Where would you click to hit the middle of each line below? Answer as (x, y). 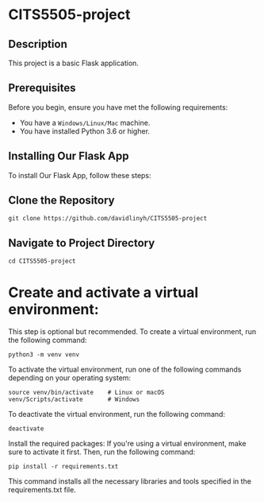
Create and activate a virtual (103, 293)
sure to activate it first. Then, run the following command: (102, 452)
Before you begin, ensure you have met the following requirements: (118, 107)
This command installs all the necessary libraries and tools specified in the (130, 481)
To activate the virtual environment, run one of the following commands (125, 370)
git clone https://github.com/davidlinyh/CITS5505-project (108, 219)
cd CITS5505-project (42, 261)
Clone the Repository (61, 200)
